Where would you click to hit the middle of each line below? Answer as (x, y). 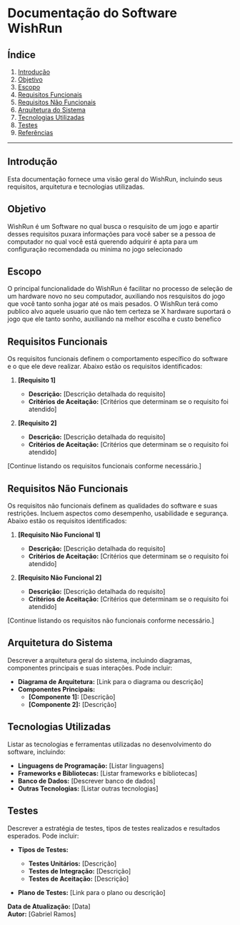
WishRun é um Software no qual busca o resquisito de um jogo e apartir (113, 226)
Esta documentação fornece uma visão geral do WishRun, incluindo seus (115, 179)
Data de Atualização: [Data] (49, 906)
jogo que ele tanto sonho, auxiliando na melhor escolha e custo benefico (114, 319)
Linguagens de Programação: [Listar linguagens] (91, 766)
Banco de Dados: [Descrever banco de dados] (86, 781)
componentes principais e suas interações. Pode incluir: (90, 668)
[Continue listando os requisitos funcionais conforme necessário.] (105, 466)
